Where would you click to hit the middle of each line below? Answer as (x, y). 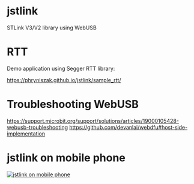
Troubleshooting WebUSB (73, 105)
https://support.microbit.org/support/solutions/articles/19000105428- (93, 120)
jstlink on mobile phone (66, 158)
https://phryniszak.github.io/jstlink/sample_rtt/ (64, 80)
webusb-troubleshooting (38, 127)
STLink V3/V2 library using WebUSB (52, 28)
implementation (26, 134)
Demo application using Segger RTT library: (61, 68)
